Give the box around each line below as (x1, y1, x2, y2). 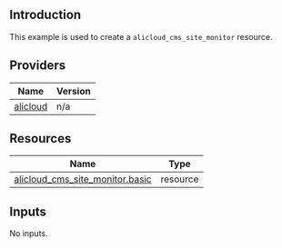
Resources (9, 131, 72, 146)
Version (55, 84, 91, 97)
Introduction (9, 7, 82, 23)
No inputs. (9, 228, 48, 239)
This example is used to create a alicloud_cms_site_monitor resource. (9, 31, 273, 42)
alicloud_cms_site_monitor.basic (14, 173, 152, 185)
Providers (9, 58, 66, 74)
